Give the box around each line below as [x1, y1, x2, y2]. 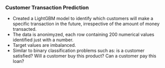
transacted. [12, 26, 37, 32]
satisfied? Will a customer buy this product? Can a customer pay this [12, 53, 156, 59]
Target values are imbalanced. [12, 42, 76, 48]
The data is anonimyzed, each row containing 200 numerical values [12, 32, 155, 38]
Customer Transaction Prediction [5, 4, 89, 11]
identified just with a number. [12, 37, 74, 43]
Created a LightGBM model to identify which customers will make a [12, 16, 153, 22]
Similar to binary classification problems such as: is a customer [12, 47, 145, 54]
